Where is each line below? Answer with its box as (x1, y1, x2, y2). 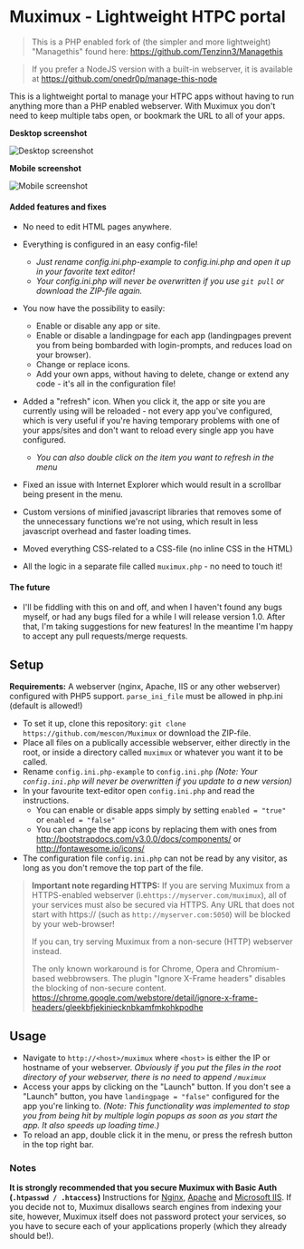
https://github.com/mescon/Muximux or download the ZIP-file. (22, 727, 252, 738)
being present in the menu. (22, 489, 124, 500)
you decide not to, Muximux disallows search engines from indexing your (9, 1202, 282, 1213)
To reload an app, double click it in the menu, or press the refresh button (22, 1129, 293, 1140)
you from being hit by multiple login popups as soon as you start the (22, 1109, 278, 1121)
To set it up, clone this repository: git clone (22, 718, 187, 729)
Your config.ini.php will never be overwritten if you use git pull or (35, 276, 285, 287)
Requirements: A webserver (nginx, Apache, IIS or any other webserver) (9, 681, 280, 692)
